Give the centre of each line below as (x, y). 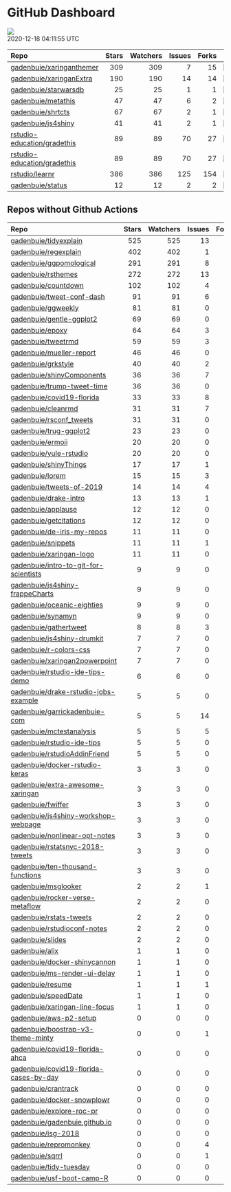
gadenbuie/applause (44, 509)
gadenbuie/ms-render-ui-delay (63, 973)
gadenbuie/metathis (43, 101)
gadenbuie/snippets (43, 543)
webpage (26, 824)
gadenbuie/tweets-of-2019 (57, 487)
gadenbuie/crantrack (45, 1088)
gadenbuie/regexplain (46, 251)
